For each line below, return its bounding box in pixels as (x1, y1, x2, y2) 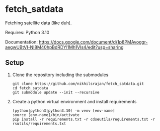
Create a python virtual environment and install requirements (12, 98, 137, 104)
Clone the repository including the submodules (12, 72, 108, 78)
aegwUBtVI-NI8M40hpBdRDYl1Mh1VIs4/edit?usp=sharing (5, 44, 124, 50)
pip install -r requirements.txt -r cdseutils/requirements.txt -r (12, 117, 155, 122)
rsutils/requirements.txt (12, 121, 66, 126)
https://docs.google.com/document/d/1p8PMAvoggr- (39, 39, 148, 45)
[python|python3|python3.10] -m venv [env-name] (12, 108, 115, 113)
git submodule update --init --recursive (12, 90, 99, 95)
